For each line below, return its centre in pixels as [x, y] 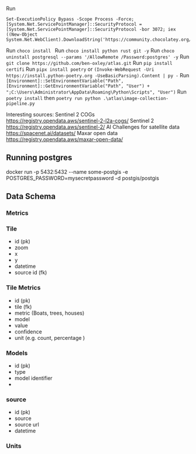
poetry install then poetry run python [53, 98]
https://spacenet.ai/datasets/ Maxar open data [62, 133]
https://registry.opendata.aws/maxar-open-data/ [65, 139]
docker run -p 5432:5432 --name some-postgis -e [67, 171]
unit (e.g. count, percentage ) [50, 338]
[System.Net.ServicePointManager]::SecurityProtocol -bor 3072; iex [91, 29]
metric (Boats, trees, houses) [49, 313]
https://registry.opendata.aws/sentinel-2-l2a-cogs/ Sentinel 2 [80, 121]
